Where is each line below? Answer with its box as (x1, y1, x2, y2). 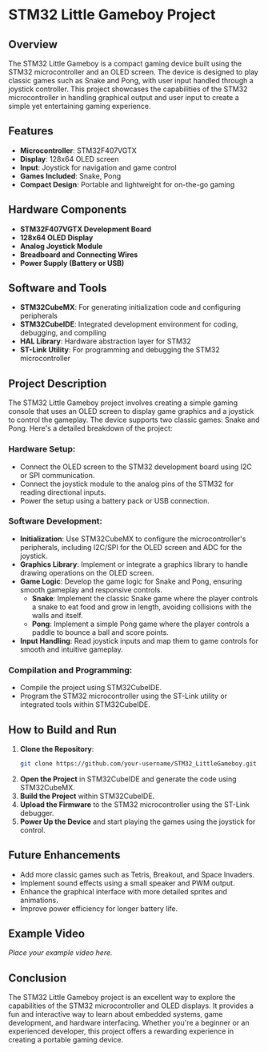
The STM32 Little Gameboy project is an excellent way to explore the (8, 993, 236, 1002)
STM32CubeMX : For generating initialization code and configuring (19, 303, 242, 312)
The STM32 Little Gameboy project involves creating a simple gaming (8, 398, 238, 408)
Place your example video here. (8, 948, 114, 958)
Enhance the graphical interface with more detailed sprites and (19, 886, 228, 896)
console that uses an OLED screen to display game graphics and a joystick (8, 407, 254, 416)
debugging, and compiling (19, 328, 106, 338)
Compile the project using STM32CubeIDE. (19, 683, 162, 693)
